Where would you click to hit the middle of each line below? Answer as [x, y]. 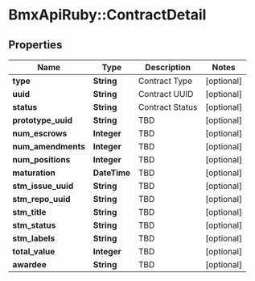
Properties [35, 45]
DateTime [112, 173]
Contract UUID [166, 94]
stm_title [29, 212]
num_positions [41, 159]
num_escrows [40, 133]
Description [168, 67]
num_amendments [49, 147]
